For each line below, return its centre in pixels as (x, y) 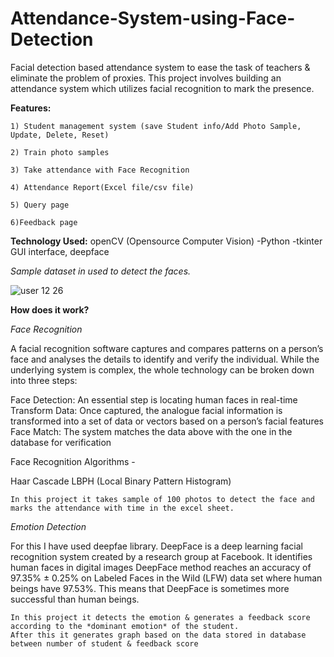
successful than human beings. (75, 599)
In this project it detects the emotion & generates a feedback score (160, 617)
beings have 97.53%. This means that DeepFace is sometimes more (150, 588)
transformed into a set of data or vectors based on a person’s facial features (167, 421)
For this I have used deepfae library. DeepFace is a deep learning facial (156, 546)
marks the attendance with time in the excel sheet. (122, 508)
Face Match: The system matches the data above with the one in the (151, 431)
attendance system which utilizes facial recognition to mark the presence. (162, 88)
